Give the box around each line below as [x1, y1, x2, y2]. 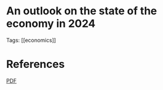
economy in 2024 [6, 17, 96, 30]
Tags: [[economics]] [6, 36, 56, 44]
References [6, 58, 65, 71]
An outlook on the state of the [6, 4, 157, 18]
